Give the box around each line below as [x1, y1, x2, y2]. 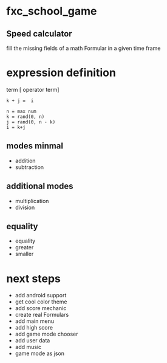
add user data [15, 337, 50, 344]
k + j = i [6, 97, 34, 104]
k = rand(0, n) [6, 114, 45, 120]
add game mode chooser [15, 330, 78, 338]
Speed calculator [6, 29, 72, 39]
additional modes [6, 181, 74, 192]
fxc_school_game [6, 4, 97, 18]
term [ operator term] [6, 86, 60, 93]
